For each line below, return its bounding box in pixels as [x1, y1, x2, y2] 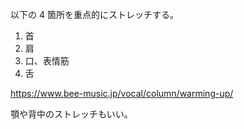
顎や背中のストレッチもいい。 [10, 108, 133, 120]
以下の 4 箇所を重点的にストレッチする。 [10, 9, 179, 20]
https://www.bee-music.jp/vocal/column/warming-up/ [10, 88, 234, 99]
